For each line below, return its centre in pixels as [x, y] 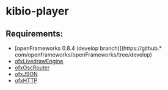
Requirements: [35, 34]
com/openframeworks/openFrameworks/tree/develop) [83, 55]
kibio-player [37, 11]
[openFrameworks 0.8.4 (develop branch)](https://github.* [88, 48]
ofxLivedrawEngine [39, 61]
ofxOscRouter [32, 67]
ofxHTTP [26, 81]
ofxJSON [26, 74]
